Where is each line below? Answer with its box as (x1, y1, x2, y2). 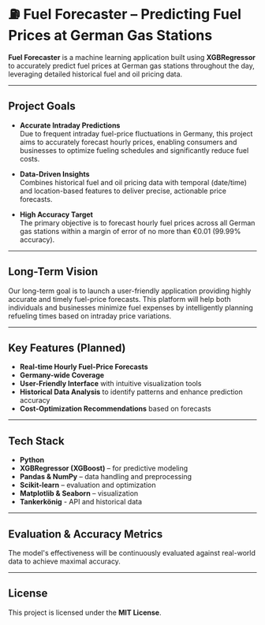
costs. (19, 154, 40, 163)
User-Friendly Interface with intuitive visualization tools (19, 379, 202, 389)
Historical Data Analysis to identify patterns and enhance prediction (19, 387, 243, 396)
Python (19, 456, 45, 465)
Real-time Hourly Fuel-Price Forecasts (19, 362, 148, 372)
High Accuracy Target (19, 210, 93, 219)
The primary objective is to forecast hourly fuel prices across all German (19, 218, 256, 227)
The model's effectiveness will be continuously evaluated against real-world (8, 549, 256, 557)
